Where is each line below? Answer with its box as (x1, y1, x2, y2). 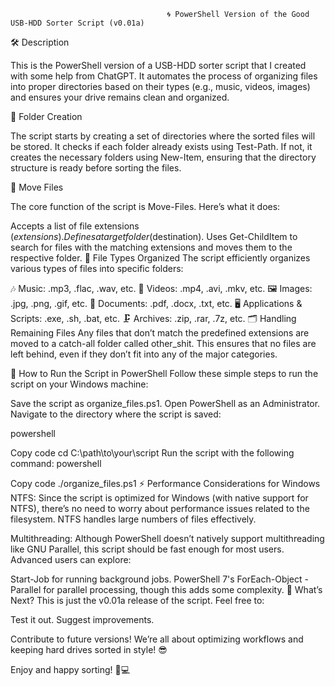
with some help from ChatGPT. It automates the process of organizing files (10, 70, 318, 82)
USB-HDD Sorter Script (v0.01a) (10, 18, 145, 28)
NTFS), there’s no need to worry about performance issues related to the (10, 503, 310, 514)
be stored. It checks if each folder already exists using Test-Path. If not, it (10, 141, 313, 152)
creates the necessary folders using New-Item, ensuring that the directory (10, 151, 317, 163)
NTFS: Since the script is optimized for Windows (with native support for (10, 492, 309, 504)
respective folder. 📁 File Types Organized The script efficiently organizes (10, 252, 311, 264)
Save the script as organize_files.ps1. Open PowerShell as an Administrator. (10, 398, 321, 409)
